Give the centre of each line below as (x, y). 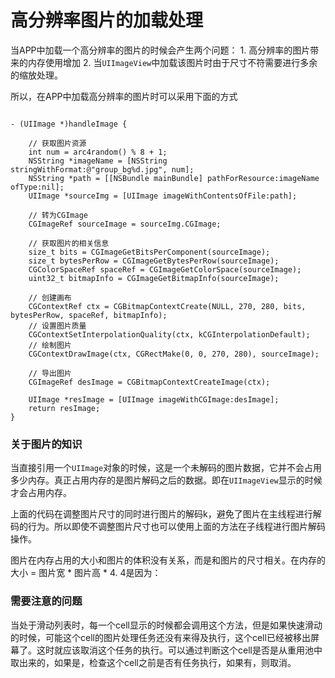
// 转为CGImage (58, 215)
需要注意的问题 (46, 601)
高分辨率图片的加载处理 (107, 20)
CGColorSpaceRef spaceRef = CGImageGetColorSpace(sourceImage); (165, 269)
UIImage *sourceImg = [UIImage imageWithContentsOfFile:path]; (163, 196)
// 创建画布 (50, 297)
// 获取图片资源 (57, 143)
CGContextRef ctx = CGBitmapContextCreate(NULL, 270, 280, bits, (167, 306)
